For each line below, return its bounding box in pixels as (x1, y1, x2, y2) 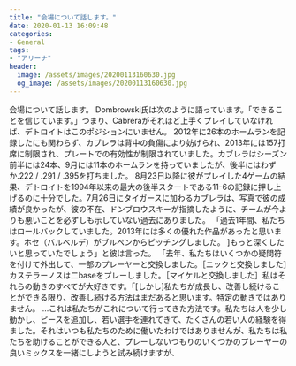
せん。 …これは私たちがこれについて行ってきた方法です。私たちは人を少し (16, 302, 287, 314)
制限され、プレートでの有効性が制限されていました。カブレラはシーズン (24, 148, 288, 159)
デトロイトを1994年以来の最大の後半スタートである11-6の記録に (24, 181, 259, 192)
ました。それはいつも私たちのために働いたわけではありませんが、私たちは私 (9, 324, 288, 336)
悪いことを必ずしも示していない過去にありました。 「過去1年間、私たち (24, 214, 285, 225)
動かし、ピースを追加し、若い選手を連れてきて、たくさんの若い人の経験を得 (9, 314, 287, 324)
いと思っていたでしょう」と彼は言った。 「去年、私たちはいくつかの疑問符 (9, 248, 283, 258)
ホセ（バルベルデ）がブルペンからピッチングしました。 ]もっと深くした (23, 236, 285, 248)
